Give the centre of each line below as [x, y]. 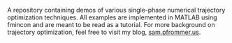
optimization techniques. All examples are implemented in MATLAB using [113, 17]
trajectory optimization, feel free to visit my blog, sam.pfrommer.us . [104, 32]
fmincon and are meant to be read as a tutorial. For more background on [111, 25]
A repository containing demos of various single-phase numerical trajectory [116, 10]
